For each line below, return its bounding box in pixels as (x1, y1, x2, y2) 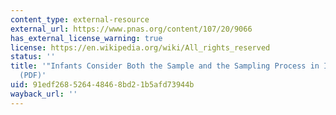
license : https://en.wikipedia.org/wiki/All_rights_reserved (10, 42, 271, 53)
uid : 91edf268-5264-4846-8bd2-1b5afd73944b (10, 80, 195, 90)
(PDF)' (19, 71, 47, 81)
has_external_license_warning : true (10, 33, 163, 43)
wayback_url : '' (10, 89, 78, 99)
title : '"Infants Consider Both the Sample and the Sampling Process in (10, 61, 320, 71)
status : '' (10, 52, 56, 62)
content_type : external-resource (10, 14, 150, 25)
